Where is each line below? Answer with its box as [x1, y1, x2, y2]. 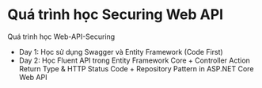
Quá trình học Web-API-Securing [7, 32, 116, 41]
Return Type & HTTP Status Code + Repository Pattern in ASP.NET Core [18, 63, 254, 73]
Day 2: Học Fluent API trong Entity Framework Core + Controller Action [18, 55, 251, 65]
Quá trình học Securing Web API [7, 6, 223, 24]
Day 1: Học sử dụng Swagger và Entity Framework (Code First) [18, 47, 223, 56]
